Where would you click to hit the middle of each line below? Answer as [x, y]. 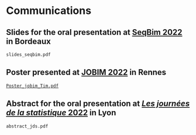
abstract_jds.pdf [27, 126]
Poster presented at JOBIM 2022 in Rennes [86, 72]
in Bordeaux [28, 41]
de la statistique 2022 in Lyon [61, 113]
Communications [49, 11]
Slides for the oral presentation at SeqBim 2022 [94, 32]
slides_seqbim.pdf [28, 55]
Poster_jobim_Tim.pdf [32, 86]
